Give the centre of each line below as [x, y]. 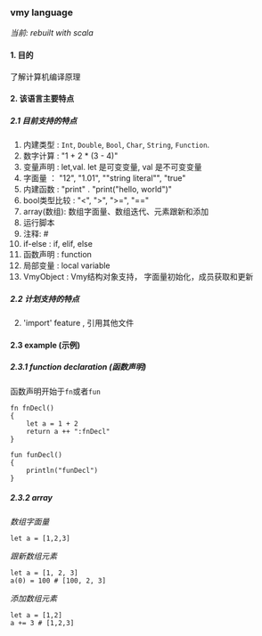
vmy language [42, 12]
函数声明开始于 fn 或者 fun [55, 391]
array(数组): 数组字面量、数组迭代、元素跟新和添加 [116, 212]
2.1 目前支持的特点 [44, 120]
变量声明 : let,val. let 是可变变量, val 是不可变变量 [112, 167]
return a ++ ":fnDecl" [68, 431]
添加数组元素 [33, 598]
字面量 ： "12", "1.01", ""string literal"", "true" [104, 178]
